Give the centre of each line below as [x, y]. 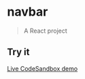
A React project [46, 31]
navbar [28, 12]
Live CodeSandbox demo [42, 68]
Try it [18, 52]
